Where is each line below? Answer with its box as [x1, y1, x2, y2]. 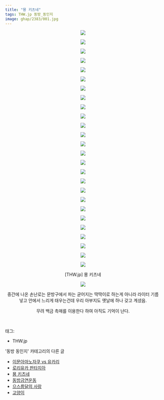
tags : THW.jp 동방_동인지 [5, 12, 53, 17]
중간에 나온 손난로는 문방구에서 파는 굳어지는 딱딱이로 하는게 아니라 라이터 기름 [7, 291, 159, 297]
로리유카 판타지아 [12, 365, 46, 371]
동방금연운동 [12, 377, 37, 383]
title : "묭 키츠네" [5, 7, 41, 12]
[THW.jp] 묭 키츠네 [65, 271, 101, 277]
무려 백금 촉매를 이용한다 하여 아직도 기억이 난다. [36, 308, 130, 314]
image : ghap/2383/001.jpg [5, 16, 58, 21]
